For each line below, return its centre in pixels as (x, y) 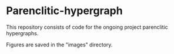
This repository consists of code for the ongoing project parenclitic (87, 27)
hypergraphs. (22, 33)
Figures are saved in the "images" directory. (59, 45)
